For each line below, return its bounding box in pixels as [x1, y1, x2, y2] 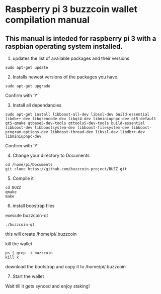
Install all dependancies [12, 102, 62, 108]
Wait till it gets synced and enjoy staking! [5, 283, 90, 289]
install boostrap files [12, 203, 55, 209]
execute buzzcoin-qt [5, 213, 48, 218]
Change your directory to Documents [12, 152, 90, 158]
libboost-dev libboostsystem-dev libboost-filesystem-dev [5, 125, 129, 130]
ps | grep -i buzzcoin [5, 250, 53, 255]
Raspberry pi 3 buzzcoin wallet [5, 4, 137, 15]
